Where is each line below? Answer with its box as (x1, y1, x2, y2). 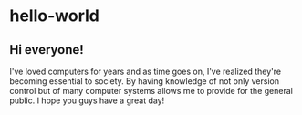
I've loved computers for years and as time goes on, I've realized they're (9, 66, 281, 77)
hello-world (9, 5, 100, 26)
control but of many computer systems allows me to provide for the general (9, 86, 294, 96)
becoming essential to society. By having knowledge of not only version (9, 76, 280, 87)
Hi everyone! (9, 42, 84, 57)
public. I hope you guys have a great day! (9, 95, 165, 106)
